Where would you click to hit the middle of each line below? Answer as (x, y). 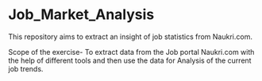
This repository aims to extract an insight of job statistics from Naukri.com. (130, 37)
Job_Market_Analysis (81, 15)
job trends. (26, 68)
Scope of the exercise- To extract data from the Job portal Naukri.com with (131, 52)
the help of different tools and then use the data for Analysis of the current (130, 60)
